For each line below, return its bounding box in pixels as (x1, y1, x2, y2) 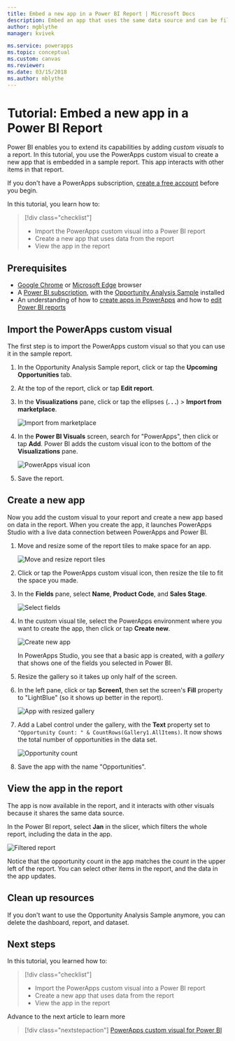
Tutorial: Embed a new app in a (7, 105, 189, 121)
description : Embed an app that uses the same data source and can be (7, 17, 218, 24)
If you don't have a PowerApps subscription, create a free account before (7, 179, 219, 188)
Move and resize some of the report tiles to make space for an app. (17, 541, 212, 550)
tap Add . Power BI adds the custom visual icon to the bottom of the (17, 440, 211, 448)
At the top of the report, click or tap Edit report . (17, 384, 155, 393)
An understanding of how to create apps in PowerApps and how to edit (17, 295, 222, 305)
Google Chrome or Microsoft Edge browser (17, 281, 142, 289)
